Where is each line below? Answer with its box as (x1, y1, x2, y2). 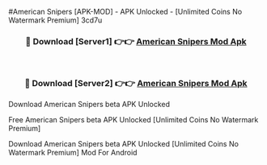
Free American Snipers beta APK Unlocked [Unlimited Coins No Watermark (8, 114, 259, 124)
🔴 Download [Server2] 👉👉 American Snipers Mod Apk (23, 78, 248, 89)
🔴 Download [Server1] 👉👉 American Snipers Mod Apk (25, 35, 247, 47)
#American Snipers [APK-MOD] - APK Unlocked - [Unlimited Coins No (8, 7, 243, 16)
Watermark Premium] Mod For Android (8, 147, 138, 157)
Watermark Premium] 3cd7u (8, 15, 103, 25)
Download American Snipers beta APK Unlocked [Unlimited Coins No (8, 138, 239, 148)
